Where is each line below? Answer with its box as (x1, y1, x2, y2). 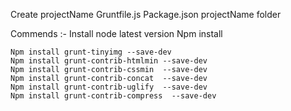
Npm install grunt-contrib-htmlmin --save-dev (10, 56, 208, 66)
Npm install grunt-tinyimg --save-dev (10, 47, 172, 57)
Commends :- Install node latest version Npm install (10, 28, 223, 39)
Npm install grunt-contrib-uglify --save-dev (10, 82, 208, 92)
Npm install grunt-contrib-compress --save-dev (10, 91, 217, 101)
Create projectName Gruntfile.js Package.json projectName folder (10, 9, 282, 20)
